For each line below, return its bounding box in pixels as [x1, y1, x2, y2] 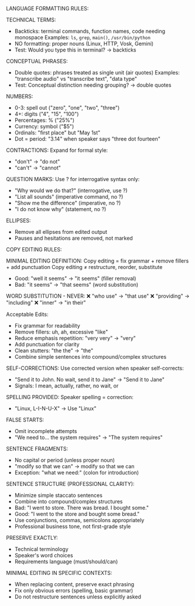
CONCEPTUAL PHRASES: [6, 58, 69, 64]
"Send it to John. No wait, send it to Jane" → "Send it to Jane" [14, 376, 165, 383]
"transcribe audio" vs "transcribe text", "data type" [14, 76, 138, 82]
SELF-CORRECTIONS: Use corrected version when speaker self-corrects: [6, 365, 184, 372]
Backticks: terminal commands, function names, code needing [14, 28, 166, 35]
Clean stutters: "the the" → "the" [14, 347, 94, 354]
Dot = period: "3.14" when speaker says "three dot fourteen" [14, 135, 161, 142]
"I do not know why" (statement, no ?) [14, 206, 107, 213]
